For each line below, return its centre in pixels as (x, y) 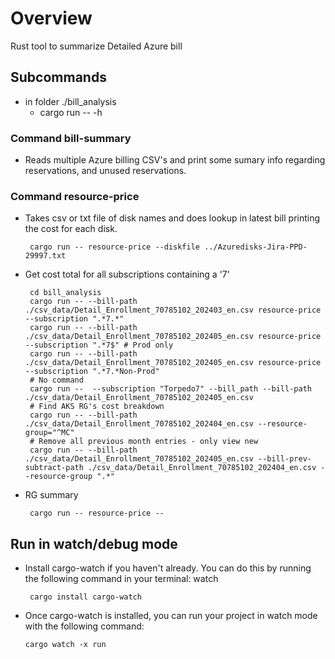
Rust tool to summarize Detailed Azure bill (96, 46)
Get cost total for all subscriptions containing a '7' (127, 274)
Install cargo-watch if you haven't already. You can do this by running (168, 568)
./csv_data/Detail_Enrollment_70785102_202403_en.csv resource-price (173, 310)
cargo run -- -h (71, 112)
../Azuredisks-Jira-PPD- (256, 247)
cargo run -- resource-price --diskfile (115, 247)
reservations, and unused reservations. (105, 171)
